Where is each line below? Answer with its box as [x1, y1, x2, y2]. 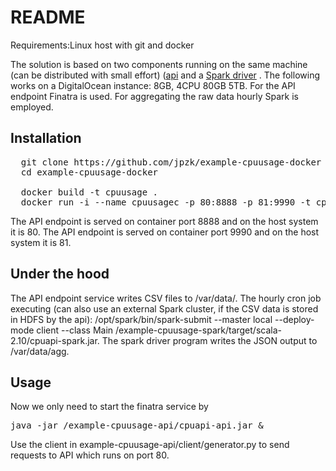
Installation [10, 130, 82, 147]
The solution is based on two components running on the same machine [10, 58, 308, 70]
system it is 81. [10, 236, 72, 248]
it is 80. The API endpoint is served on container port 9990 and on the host [10, 226, 320, 238]
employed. [10, 101, 54, 113]
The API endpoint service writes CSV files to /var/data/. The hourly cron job [10, 292, 322, 304]
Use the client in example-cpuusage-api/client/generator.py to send [10, 439, 290, 451]
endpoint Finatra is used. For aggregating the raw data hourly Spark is [10, 90, 299, 102]
